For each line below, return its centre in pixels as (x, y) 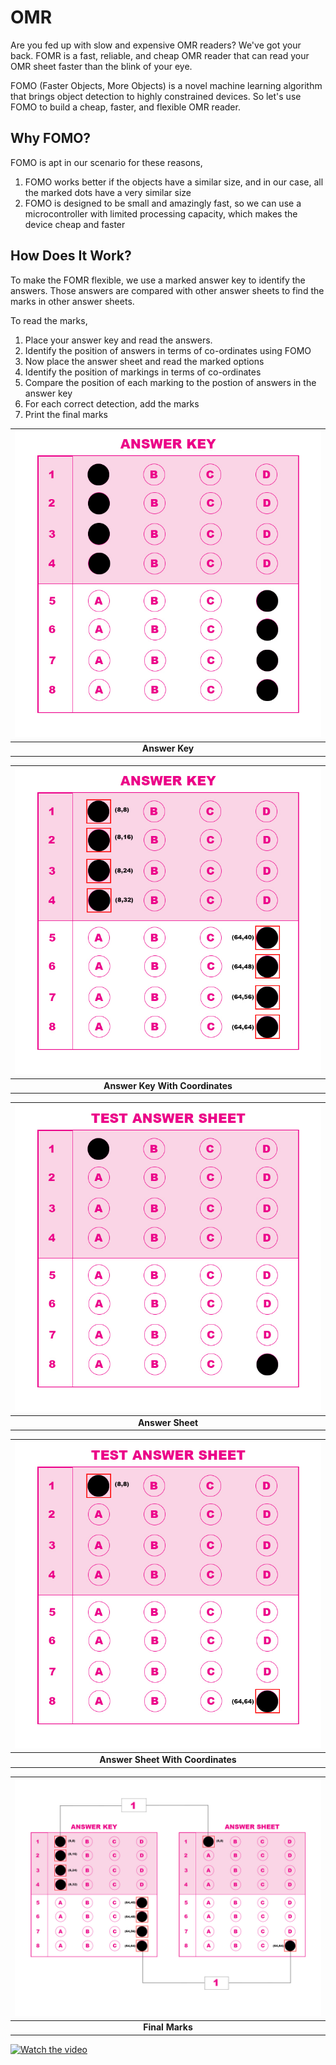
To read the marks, (49, 320)
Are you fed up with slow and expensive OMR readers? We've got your (156, 45)
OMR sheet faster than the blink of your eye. (101, 66)
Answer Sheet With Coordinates (168, 1760)
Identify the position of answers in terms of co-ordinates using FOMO (168, 350)
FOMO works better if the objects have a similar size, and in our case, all (174, 182)
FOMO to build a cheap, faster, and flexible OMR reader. (125, 107)
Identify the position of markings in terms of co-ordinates (143, 372)
